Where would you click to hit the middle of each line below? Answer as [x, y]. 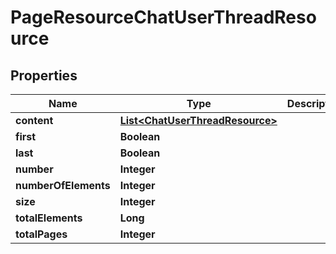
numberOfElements [63, 185]
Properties [44, 75]
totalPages [41, 234]
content [34, 120]
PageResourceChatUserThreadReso [163, 17]
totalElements [49, 218]
